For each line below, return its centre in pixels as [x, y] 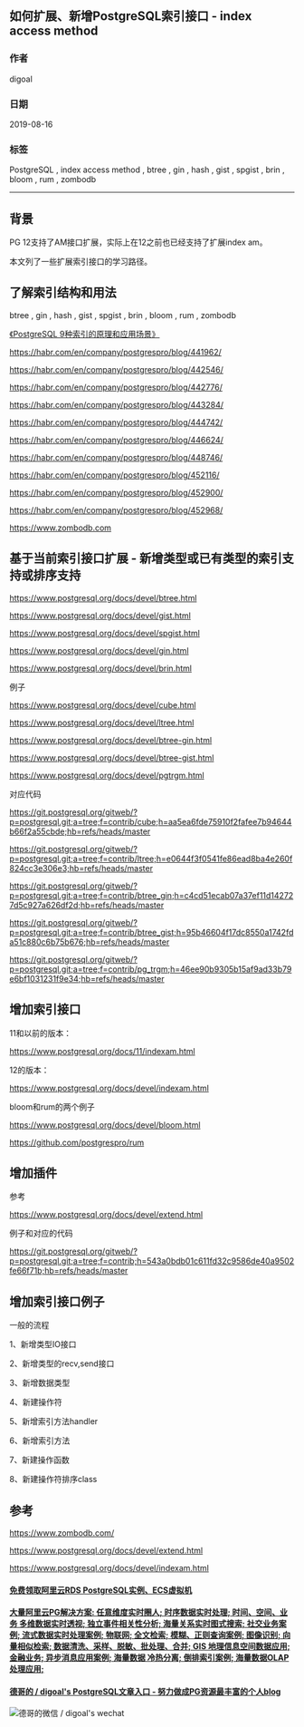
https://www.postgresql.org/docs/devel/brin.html [101, 668]
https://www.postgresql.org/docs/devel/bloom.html [105, 1125]
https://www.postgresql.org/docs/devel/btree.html [103, 597]
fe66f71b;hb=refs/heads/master [69, 1271]
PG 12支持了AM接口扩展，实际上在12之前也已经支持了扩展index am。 [138, 242]
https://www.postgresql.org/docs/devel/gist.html [100, 616]
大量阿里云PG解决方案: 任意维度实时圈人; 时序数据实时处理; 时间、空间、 [145, 1613]
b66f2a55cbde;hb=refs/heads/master [80, 831]
